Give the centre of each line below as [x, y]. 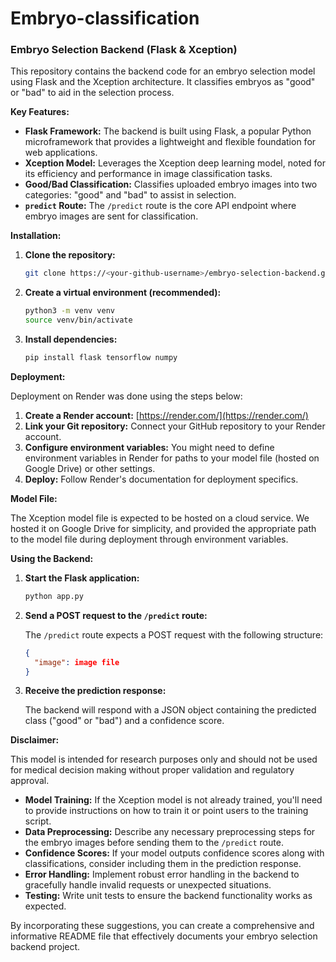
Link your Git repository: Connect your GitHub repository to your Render [175, 426]
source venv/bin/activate [78, 320]
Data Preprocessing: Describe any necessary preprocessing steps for [170, 832]
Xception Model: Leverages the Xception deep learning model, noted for [175, 163]
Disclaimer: [35, 740]
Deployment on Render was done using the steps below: [126, 396]
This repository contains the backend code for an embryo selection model [163, 71]
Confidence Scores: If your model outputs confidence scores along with [174, 853]
